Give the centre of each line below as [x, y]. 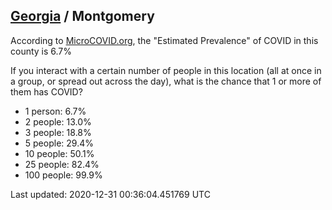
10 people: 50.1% [59, 153]
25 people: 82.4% [62, 164]
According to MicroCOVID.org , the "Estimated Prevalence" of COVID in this [164, 40]
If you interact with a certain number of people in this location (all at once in [166, 70]
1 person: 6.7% [55, 111]
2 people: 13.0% [58, 121]
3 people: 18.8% [58, 132]
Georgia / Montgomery [82, 16]
